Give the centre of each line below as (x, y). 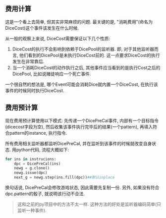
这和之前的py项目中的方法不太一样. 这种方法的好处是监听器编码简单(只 (89, 204)
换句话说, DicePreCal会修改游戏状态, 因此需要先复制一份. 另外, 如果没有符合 (82, 188)
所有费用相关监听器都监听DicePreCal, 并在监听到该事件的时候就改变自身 (79, 143)
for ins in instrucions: (31, 159)
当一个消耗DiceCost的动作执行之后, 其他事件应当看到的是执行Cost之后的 (86, 67)
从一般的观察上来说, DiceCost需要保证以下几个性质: (58, 38)
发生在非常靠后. (28, 61)
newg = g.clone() (32, 168)
